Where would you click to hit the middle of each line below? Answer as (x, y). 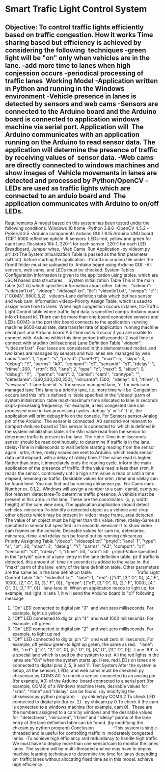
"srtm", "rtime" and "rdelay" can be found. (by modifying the (73, 691)
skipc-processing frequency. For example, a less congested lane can (75, 405)
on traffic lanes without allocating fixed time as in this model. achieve (83, 759)
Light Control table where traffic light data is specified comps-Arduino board (82, 312)
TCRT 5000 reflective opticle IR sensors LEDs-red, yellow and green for (78, 239)
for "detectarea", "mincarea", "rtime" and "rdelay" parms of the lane (82, 717)
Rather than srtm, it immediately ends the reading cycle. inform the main (78, 463)
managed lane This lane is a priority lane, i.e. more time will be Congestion (81, 390)
